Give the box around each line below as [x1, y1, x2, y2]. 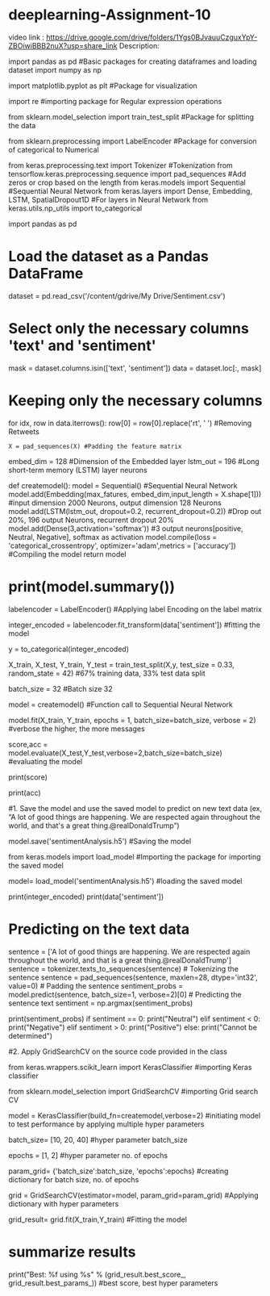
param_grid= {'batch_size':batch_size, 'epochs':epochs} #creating [8, 1166, 229, 1176]
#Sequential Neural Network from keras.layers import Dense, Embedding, [8, 186, 252, 195]
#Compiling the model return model [8, 549, 127, 558]
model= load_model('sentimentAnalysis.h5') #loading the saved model [8, 876, 243, 885]
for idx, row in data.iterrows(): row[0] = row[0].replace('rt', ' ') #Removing [8, 418, 252, 428]
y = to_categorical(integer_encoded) [8, 644, 130, 654]
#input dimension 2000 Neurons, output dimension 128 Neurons [8, 498, 222, 508]
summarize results [8, 1243, 136, 1260]
